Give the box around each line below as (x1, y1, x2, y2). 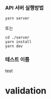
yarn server (5, 16, 29, 21)
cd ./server (5, 35, 29, 40)
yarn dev (5, 44, 23, 49)
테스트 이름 (5, 56, 30, 63)
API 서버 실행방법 (5, 4, 44, 11)
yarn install (5, 40, 32, 45)
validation (5, 85, 47, 96)
